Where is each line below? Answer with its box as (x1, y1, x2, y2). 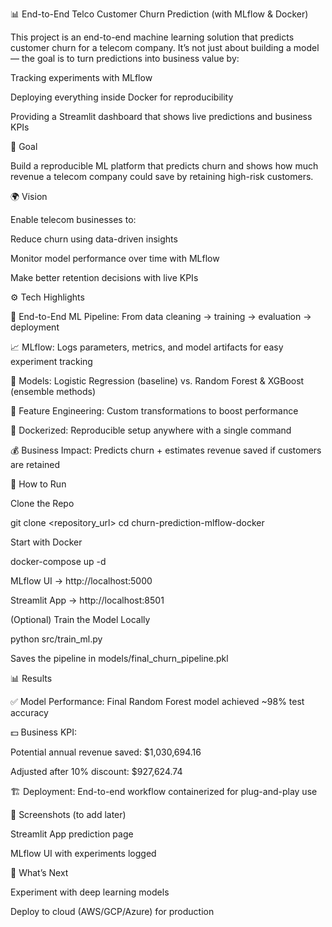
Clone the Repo (10, 498, 75, 509)
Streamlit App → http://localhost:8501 (10, 594, 165, 606)
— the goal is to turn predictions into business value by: (10, 53, 240, 64)
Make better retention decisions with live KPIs (10, 272, 199, 283)
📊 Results (10, 673, 53, 684)
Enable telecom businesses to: (10, 214, 137, 225)
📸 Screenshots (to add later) (10, 809, 127, 820)
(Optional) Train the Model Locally (10, 614, 151, 625)
